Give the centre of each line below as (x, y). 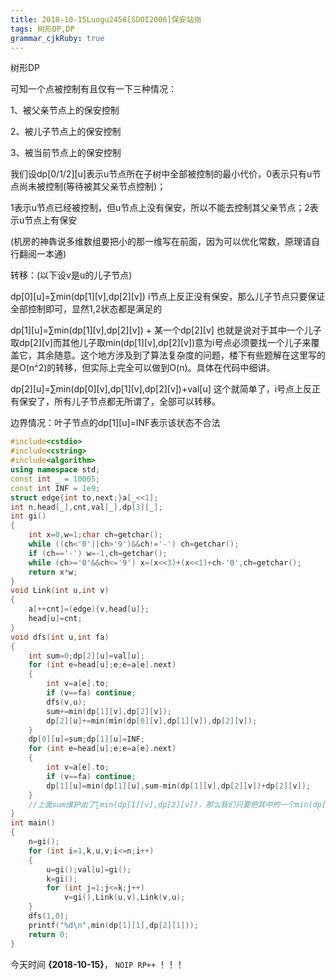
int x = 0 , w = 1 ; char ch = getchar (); (95, 535)
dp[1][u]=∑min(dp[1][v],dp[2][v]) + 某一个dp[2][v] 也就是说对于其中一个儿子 (166, 330)
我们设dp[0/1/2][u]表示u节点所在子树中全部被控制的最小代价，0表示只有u (161, 174)
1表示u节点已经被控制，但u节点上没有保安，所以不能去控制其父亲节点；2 (160, 208)
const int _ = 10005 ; (55, 479)
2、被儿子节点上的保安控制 (66, 132)
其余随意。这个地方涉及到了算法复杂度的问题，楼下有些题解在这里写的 (181, 355)
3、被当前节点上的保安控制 (66, 153)
